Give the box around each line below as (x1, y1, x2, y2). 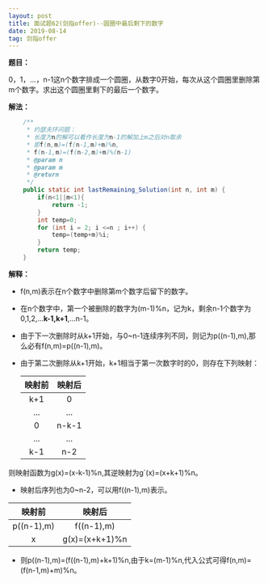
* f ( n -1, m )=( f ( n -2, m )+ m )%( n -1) (26, 148, 132, 156)
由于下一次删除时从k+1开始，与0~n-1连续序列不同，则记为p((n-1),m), (19, 331, 249, 340)
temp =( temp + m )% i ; (51, 231, 111, 239)
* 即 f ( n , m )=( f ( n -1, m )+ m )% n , (26, 141, 119, 149)
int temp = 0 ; (37, 216, 78, 224)
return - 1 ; (51, 201, 89, 209)
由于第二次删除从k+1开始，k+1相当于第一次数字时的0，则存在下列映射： (19, 357, 260, 368)
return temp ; (37, 246, 82, 255)
